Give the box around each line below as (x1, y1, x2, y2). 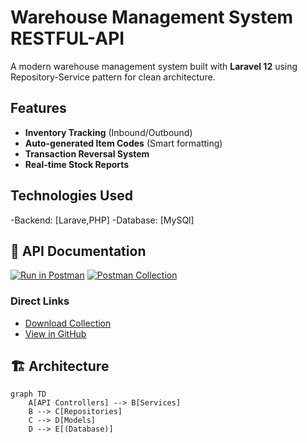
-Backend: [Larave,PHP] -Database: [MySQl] (10, 214, 195, 226)
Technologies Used (10, 187, 133, 205)
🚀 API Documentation (10, 242, 147, 260)
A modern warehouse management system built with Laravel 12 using (10, 60, 298, 72)
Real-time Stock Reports (24, 158, 130, 170)
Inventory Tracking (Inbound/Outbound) (24, 126, 193, 138)
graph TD (10, 389, 47, 400)
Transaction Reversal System (24, 147, 150, 160)
